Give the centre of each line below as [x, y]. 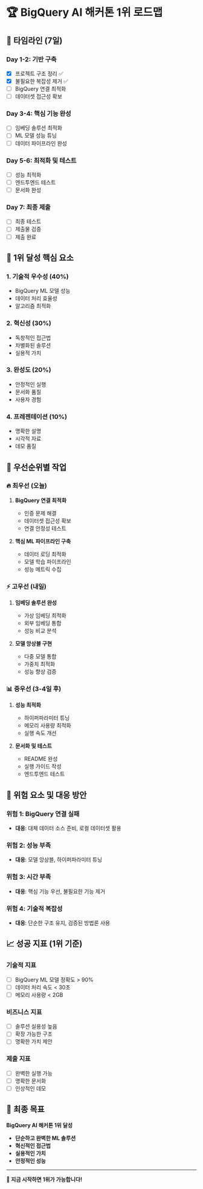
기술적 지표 [21, 965]
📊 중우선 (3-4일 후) [34, 689]
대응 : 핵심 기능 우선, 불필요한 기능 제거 [60, 891]
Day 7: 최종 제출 [29, 207]
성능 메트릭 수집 [43, 569]
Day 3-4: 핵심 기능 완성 [39, 114]
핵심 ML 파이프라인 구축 [43, 541]
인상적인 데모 [31, 1088]
